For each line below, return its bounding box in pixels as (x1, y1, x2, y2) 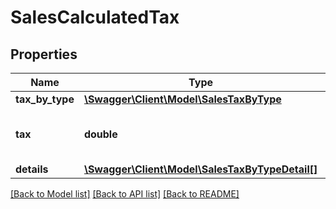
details (15, 162, 49, 176)
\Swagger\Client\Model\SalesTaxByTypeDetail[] (83, 162, 318, 176)
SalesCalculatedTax (10, 6, 180, 29)
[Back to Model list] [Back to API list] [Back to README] (10, 188, 240, 200)
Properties (10, 46, 78, 63)
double (83, 127, 118, 141)
